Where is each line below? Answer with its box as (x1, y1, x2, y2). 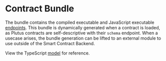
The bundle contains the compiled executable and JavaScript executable (5, 19, 155, 25)
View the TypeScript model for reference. (5, 50, 90, 56)
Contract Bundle (5, 3, 75, 14)
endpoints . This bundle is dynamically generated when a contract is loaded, (5, 24, 161, 30)
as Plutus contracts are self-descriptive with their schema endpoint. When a (5, 30, 158, 36)
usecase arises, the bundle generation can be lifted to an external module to (5, 35, 162, 41)
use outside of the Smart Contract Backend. (5, 40, 95, 46)
